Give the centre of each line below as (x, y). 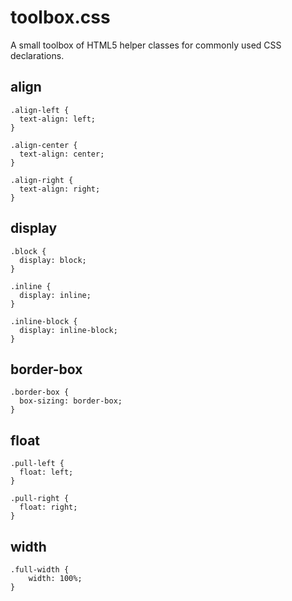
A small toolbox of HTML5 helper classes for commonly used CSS (146, 45)
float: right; (48, 507)
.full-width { (40, 570)
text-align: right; (60, 189)
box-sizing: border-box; (71, 401)
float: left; (46, 472)
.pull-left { (37, 464)
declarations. (37, 55)
